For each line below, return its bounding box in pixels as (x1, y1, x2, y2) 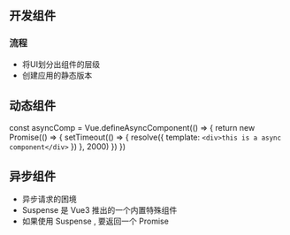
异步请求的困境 (21, 193, 77, 205)
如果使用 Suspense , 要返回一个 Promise (21, 216, 170, 227)
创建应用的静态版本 (21, 70, 93, 80)
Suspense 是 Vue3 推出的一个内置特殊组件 (21, 205, 178, 216)
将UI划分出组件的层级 (21, 58, 100, 69)
